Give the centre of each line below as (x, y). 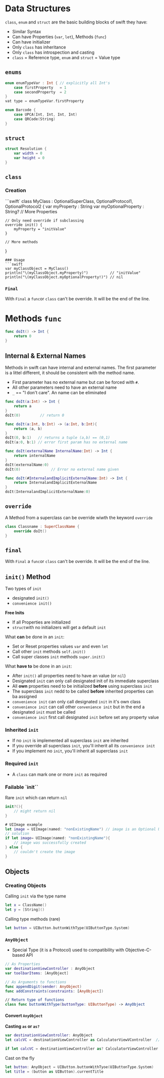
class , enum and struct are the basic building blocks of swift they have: (76, 22)
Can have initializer (31, 42)
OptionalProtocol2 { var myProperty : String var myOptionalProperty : (75, 206)
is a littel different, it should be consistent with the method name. (70, 373)
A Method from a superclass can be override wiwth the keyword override (79, 517)
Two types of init (23, 589)
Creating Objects (26, 885)
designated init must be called (44, 712)
